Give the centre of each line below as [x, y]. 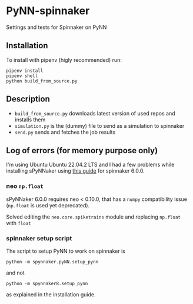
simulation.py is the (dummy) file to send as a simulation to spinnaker [99, 125]
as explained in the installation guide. [51, 294]
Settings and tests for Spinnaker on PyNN [56, 27]
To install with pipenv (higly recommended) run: [64, 60]
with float [19, 223]
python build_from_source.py [42, 81]
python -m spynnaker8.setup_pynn [47, 283]
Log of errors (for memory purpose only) [82, 151]
